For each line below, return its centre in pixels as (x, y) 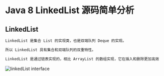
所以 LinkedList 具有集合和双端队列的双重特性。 (51, 50)
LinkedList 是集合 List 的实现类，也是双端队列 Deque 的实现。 (66, 41)
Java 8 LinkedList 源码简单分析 (70, 10)
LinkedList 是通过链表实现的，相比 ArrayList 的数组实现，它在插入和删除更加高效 (82, 59)
